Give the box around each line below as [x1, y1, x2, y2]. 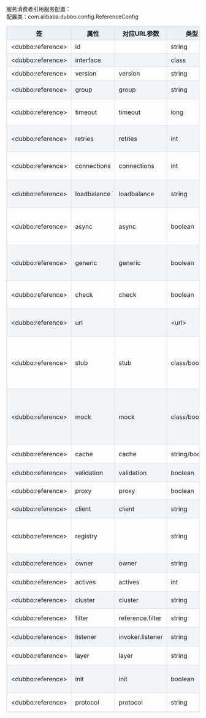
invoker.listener [118, 633, 163, 641]
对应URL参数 [122, 29, 159, 38]
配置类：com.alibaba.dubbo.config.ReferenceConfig [6, 13, 139, 20]
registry [75, 532, 98, 540]
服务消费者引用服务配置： [6, 6, 71, 12]
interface [75, 56, 101, 64]
